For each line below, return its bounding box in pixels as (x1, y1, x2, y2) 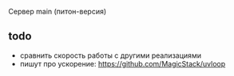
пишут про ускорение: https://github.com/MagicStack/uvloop (19, 59, 226, 68)
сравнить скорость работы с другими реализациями (19, 51, 202, 60)
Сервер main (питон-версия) (8, 7, 107, 16)
